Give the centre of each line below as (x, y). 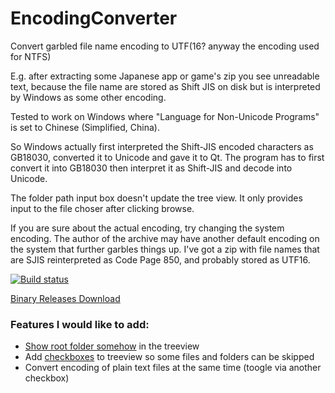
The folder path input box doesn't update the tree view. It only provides (156, 198)
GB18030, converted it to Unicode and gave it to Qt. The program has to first (167, 157)
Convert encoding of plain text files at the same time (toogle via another (173, 368)
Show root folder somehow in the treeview (112, 346)
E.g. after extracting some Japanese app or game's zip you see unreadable (165, 76)
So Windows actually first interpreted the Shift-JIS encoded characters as (162, 146)
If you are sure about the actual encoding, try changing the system (147, 228)
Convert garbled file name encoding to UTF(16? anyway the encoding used (165, 46)
